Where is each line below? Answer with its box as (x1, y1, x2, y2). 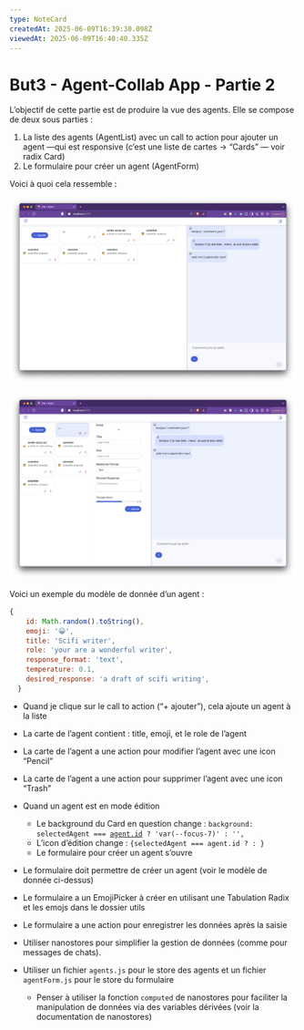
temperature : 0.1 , (25, 665, 96, 675)
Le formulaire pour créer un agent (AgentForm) (22, 160, 200, 172)
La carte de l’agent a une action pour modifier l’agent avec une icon (22, 746, 276, 757)
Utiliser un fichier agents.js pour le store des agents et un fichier (22, 964, 267, 975)
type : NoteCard (9, 15, 67, 24)
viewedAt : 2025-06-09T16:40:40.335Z (9, 34, 148, 43)
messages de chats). (22, 946, 102, 957)
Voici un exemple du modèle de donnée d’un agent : (9, 588, 205, 599)
